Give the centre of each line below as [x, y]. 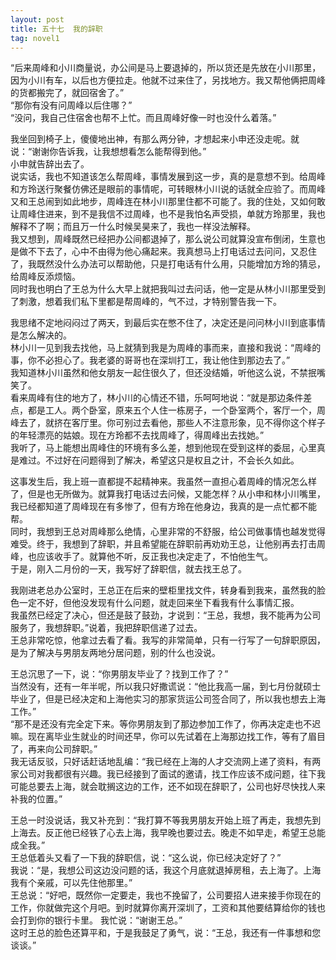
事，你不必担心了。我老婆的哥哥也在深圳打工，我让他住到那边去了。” [150, 360]
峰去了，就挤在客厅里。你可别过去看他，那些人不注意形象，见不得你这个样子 [168, 423]
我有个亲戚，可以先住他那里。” [71, 883]
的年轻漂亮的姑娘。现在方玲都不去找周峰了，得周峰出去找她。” [137, 435]
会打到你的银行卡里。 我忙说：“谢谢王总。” [96, 920]
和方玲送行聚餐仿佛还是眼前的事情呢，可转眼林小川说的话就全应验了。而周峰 [168, 189]
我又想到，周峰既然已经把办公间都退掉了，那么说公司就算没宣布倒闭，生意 [163, 239]
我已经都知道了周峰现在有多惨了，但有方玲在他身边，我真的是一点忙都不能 [163, 507]
